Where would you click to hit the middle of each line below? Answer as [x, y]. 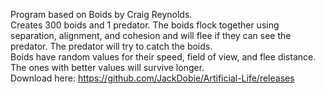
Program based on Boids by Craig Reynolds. [101, 14]
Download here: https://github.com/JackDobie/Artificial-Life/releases [152, 78]
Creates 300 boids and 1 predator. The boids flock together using [145, 25]
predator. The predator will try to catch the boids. [111, 46]
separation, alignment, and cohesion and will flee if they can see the [151, 35]
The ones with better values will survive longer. [107, 67]
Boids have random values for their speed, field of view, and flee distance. [163, 57]
